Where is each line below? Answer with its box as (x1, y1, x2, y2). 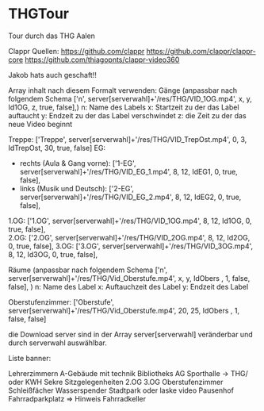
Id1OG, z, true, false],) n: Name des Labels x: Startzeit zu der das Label (8, 102, 239, 112)
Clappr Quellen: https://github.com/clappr (8, 46, 145, 56)
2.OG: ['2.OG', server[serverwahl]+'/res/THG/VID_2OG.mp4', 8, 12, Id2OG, (8, 232, 251, 242)
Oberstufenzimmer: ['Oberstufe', (8, 297, 115, 306)
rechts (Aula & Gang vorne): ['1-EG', (19, 158, 136, 167)
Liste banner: (8, 353, 52, 363)
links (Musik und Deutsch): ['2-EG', (19, 183, 135, 193)
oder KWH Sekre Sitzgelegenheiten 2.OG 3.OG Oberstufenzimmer (8, 377, 224, 386)
